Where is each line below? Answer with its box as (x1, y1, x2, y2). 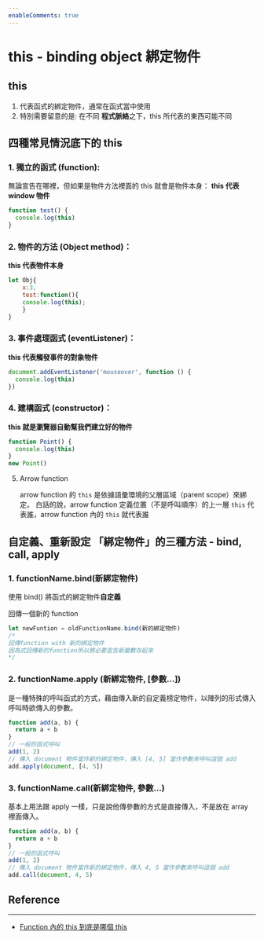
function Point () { (8, 438, 72, 446)
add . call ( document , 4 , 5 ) (8, 871, 93, 879)
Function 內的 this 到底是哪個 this (19, 922, 127, 931)
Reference (8, 893, 60, 906)
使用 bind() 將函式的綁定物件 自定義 (8, 592, 121, 601)
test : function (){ (22, 291, 79, 299)
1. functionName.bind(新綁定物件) (8, 573, 139, 584)
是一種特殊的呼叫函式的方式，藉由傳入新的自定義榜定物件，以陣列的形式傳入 (8, 693, 256, 702)
